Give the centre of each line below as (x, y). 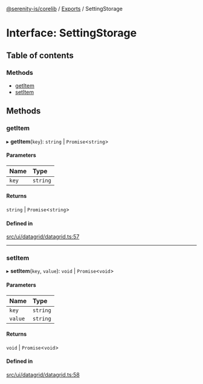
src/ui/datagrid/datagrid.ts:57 (43, 237)
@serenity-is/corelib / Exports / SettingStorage (64, 9)
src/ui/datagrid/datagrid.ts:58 (43, 375)
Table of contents (40, 55)
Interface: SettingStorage (72, 33)
